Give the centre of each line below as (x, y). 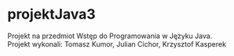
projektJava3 (51, 14)
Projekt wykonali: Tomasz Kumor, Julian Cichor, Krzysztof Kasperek (117, 44)
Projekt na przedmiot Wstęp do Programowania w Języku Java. (110, 36)
